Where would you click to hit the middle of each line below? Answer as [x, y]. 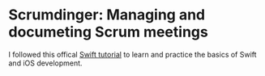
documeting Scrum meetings [108, 32]
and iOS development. [45, 63]
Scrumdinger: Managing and [107, 15]
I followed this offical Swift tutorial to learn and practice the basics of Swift [132, 54]
